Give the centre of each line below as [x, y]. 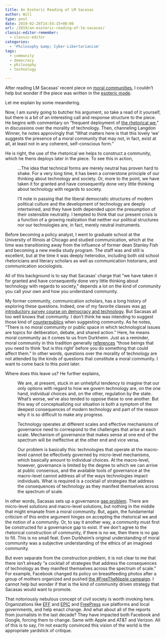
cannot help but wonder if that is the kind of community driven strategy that [82, 584]
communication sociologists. [34, 266]
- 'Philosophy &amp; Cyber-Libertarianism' [55, 46]
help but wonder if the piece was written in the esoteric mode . [68, 93]
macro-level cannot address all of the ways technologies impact [83, 476]
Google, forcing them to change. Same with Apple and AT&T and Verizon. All [83, 620]
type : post [16, 19]
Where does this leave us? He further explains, [53, 373]
